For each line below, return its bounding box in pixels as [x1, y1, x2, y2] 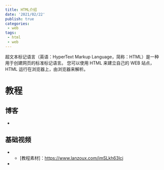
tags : [5, 30, 16, 35]
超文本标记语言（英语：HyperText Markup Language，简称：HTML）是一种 [5, 54, 159, 59]
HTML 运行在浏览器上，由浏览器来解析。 [5, 66, 88, 72]
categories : [5, 21, 30, 26]
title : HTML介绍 [5, 7, 37, 12]
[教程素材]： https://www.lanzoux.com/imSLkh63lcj [19, 155, 123, 161]
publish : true [5, 16, 35, 21]
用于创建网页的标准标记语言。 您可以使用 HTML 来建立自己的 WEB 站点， [5, 60, 155, 66]
